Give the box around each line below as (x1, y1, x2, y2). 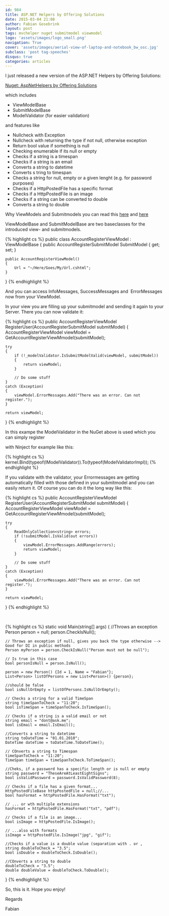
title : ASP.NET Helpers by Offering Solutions (5, 12, 105, 17)
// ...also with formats (5, 828, 57, 833)
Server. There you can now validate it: (5, 309, 84, 315)
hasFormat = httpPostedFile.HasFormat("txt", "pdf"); (5, 806, 121, 811)
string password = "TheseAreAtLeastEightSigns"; (5, 771, 109, 776)
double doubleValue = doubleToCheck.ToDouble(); (5, 868, 109, 873)
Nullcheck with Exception (12, 132, 65, 138)
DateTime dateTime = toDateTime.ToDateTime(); (5, 740, 105, 745)
